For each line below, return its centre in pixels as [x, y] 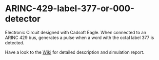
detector [23, 19]
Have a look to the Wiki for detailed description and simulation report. [75, 52]
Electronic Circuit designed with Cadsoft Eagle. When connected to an [76, 32]
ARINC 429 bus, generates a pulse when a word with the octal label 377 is [80, 38]
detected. [15, 42]
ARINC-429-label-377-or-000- [70, 9]
